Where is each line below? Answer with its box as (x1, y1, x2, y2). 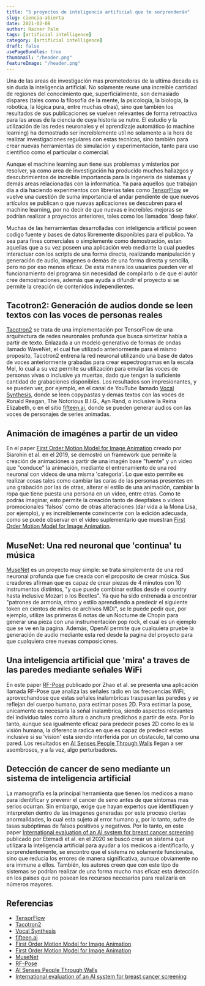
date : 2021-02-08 (6, 20, 51, 26)
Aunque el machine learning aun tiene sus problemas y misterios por (6, 160, 179, 168)
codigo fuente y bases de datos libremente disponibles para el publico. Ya (6, 231, 193, 238)
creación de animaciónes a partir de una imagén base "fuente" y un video (6, 458, 193, 465)
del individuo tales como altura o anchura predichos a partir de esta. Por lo (6, 713, 195, 721)
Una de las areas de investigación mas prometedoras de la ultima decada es (6, 77, 199, 84)
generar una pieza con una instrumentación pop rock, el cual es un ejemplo (6, 618, 197, 625)
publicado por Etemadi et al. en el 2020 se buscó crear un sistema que (6, 835, 185, 842)
